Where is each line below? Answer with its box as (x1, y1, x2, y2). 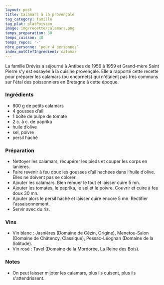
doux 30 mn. (12, 190, 39, 196)
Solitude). (12, 240, 32, 246)
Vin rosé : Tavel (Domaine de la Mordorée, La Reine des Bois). (12, 246, 140, 252)
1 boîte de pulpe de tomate (12, 113, 67, 119)
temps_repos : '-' (5, 40, 41, 45)
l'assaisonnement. (12, 201, 50, 207)
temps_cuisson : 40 (5, 35, 43, 40)
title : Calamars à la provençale (5, 12, 75, 17)
